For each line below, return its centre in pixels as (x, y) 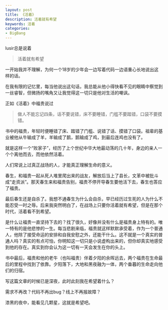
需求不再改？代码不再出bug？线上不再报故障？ (53, 292)
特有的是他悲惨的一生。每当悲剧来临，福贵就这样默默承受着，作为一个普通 (86, 228)
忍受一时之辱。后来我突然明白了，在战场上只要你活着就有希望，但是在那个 (86, 205)
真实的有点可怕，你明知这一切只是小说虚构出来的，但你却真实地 (88, 241)
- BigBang (15, 33)
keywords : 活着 (20, 24)
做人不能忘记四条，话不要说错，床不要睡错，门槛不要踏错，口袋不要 (87, 114)
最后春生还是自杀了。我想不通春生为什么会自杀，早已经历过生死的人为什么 (82, 199)
